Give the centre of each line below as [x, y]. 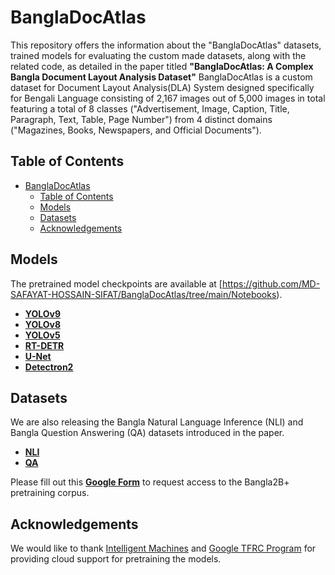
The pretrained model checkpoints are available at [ [116, 283]
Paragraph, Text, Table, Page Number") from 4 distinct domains [141, 119]
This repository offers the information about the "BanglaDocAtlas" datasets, [166, 45]
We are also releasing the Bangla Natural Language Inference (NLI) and [157, 422]
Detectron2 [49, 367]
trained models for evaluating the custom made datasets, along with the [158, 55]
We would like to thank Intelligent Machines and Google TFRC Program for [163, 548]
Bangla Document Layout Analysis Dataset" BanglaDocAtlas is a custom [161, 77]
